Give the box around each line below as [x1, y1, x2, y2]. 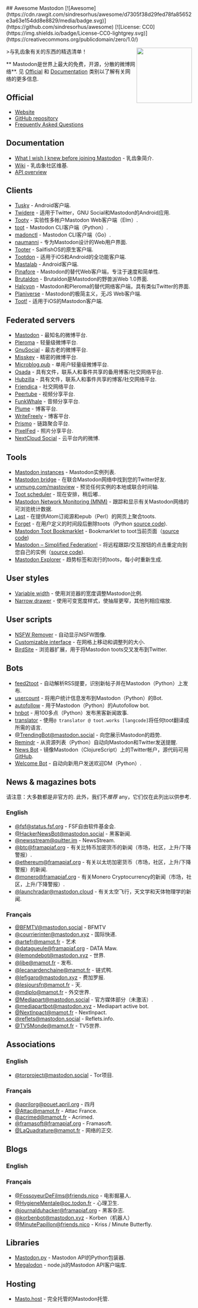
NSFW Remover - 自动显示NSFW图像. [14, 631, 107, 638]
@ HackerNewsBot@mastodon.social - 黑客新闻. [14, 830, 131, 837]
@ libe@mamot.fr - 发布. [14, 959, 73, 966]
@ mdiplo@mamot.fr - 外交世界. [14, 988, 91, 995]
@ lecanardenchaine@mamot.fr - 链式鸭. [14, 966, 113, 974]
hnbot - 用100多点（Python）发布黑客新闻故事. [14, 709, 129, 716]
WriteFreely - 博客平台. [14, 413, 71, 420]
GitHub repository [14, 114, 58, 121]
